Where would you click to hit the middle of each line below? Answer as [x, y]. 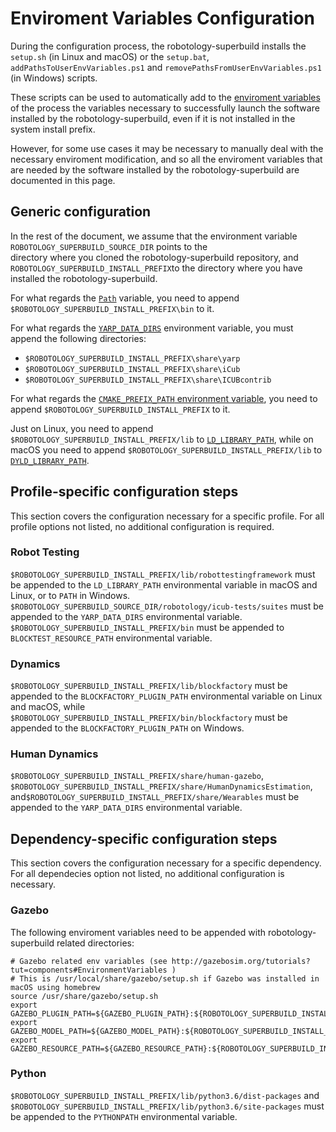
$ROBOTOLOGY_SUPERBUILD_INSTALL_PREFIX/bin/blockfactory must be [149, 718]
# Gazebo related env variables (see [89, 961]
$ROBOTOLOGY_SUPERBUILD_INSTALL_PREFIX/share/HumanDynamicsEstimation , [161, 786]
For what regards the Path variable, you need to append [125, 298]
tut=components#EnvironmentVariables [89, 970]
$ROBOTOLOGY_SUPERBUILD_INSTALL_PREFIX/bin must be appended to [147, 627]
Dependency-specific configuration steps [144, 838]
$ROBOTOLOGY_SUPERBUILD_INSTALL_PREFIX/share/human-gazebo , [137, 776]
